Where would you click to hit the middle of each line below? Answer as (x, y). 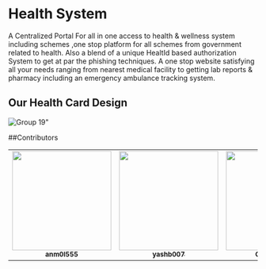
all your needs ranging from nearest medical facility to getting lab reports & (131, 69)
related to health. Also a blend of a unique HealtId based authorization (122, 52)
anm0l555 (62, 254)
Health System (58, 14)
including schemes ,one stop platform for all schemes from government (125, 44)
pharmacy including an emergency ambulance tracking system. (112, 78)
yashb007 (169, 254)
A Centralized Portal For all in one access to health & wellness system (122, 36)
